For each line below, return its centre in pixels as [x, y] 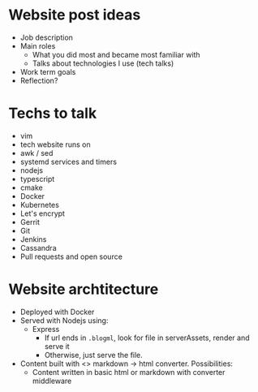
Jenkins [33, 239]
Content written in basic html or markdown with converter [129, 372]
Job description [46, 37]
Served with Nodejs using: [64, 320]
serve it [57, 346]
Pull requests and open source [71, 256]
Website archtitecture [84, 289]
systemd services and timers [69, 162]
